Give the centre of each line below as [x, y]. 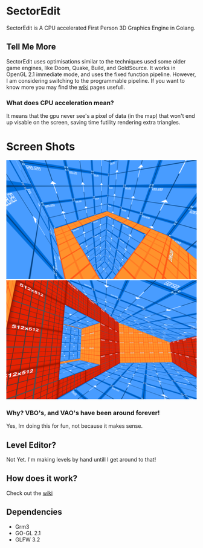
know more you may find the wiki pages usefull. [66, 87]
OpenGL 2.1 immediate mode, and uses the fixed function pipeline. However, [101, 74]
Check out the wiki [30, 493]
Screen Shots [41, 147]
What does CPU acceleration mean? [60, 103]
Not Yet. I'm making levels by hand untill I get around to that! [81, 460]
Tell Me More [31, 47]
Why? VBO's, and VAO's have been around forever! [83, 413]
